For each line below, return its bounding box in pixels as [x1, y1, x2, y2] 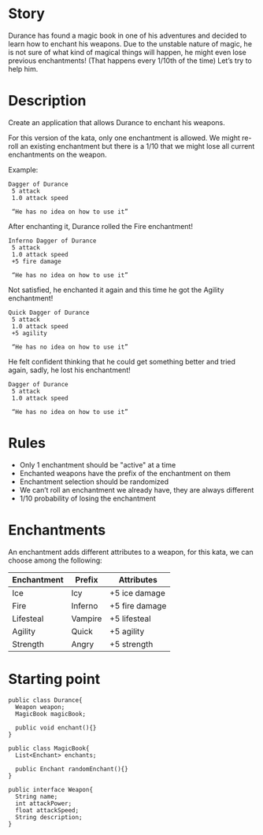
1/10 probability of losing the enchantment [19, 493, 156, 503]
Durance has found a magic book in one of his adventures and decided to [8, 31, 247, 40]
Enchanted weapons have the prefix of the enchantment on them [19, 468, 231, 478]
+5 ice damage [109, 587, 165, 598]
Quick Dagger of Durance [8, 309, 90, 316]
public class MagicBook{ [8, 744, 90, 752]
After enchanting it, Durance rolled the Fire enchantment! [8, 221, 193, 231]
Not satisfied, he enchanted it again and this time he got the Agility [8, 285, 224, 294]
